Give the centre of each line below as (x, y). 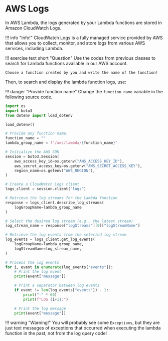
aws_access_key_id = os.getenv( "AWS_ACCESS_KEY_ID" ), (69, 161)
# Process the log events (32, 262)
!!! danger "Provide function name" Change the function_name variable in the (84, 91)
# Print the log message (40, 308)
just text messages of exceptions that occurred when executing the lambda (83, 328)
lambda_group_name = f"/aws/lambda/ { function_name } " (61, 143)
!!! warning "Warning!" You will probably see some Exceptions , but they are (82, 323)
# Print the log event (38, 272)
